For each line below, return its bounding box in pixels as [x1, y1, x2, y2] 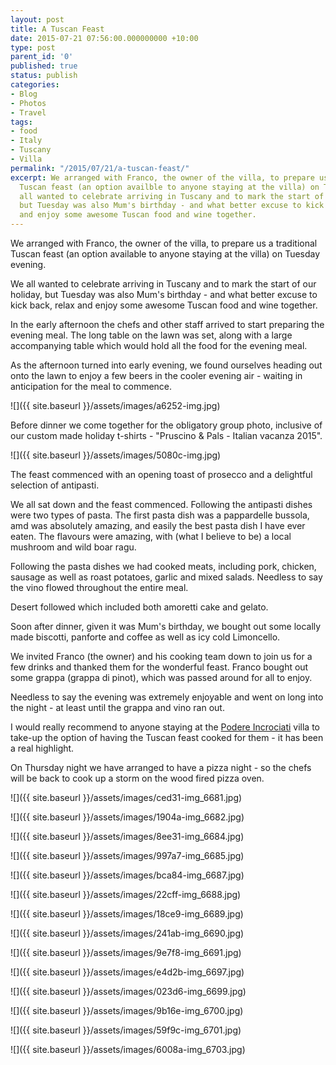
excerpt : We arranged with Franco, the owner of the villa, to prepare [10, 172, 315, 183]
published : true [10, 61, 78, 71]
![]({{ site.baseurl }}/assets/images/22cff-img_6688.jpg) [10, 889, 242, 900]
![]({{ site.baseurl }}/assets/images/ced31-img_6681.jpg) [10, 792, 243, 803]
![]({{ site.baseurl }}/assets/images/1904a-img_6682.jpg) [10, 811, 245, 823]
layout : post [10, 14, 65, 25]
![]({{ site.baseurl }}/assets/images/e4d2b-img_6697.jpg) [10, 966, 245, 978]
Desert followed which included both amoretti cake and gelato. [10, 601, 269, 613]
